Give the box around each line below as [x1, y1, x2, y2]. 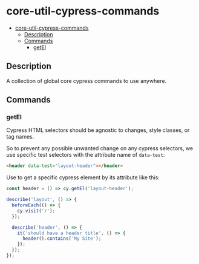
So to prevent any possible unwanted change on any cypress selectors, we [6, 145, 194, 152]
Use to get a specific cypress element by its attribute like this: [6, 174, 160, 181]
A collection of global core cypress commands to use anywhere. [6, 77, 167, 84]
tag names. [6, 133, 34, 140]
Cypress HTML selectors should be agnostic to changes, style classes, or [6, 127, 190, 134]
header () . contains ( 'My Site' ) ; [22, 236, 102, 242]
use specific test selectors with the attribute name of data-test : [6, 151, 165, 159]
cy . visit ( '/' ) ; [17, 208, 56, 214]
